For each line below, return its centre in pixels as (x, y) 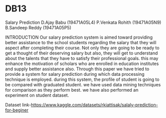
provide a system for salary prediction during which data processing (75, 74)
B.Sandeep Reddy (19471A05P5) (38, 27)
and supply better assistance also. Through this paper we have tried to (77, 69)
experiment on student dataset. (37, 95)
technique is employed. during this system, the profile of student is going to (82, 79)
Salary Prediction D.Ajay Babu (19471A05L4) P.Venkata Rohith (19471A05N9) (83, 22)
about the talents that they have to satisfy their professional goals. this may (82, 58)
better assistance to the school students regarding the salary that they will (81, 42)
